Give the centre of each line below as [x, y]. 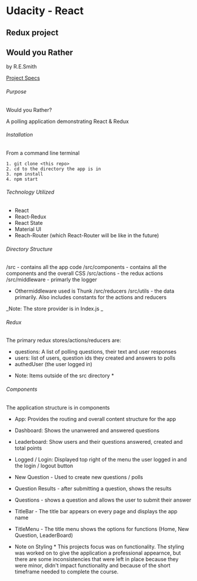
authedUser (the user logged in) [54, 364]
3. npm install [25, 174]
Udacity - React [45, 11]
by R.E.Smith [21, 67]
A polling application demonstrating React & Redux [68, 121]
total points [28, 448]
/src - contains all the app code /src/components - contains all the [86, 267]
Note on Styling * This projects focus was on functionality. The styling [99, 546]
